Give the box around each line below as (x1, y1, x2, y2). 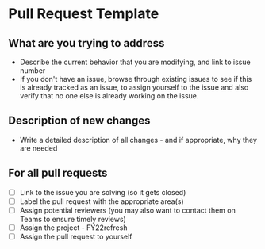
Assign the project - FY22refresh (19, 223, 128, 232)
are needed (19, 144, 58, 153)
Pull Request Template (8, 5, 159, 23)
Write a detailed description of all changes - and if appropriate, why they (19, 135, 258, 144)
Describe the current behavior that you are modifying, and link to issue (19, 57, 252, 67)
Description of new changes (8, 114, 151, 128)
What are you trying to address (8, 36, 165, 50)
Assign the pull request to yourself (19, 232, 132, 241)
